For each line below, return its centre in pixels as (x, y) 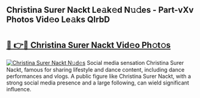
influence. (19, 89)
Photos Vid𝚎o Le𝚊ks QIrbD (58, 20)
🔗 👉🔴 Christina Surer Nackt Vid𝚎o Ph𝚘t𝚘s (88, 45)
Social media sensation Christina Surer (135, 63)
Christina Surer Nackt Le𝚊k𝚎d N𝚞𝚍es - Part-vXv (100, 10)
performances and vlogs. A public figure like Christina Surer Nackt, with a (99, 76)
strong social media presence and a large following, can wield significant (98, 83)
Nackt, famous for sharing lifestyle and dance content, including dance (95, 70)
